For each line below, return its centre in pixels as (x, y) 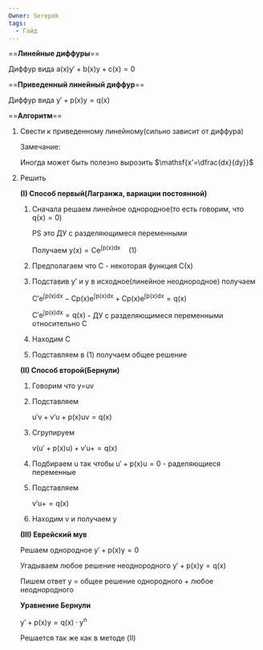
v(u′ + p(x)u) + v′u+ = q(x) (75, 448)
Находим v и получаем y (75, 519)
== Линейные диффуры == (54, 54)
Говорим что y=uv (63, 386)
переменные (54, 472)
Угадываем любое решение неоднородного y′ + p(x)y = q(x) (123, 566)
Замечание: (40, 147)
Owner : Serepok (34, 16)
